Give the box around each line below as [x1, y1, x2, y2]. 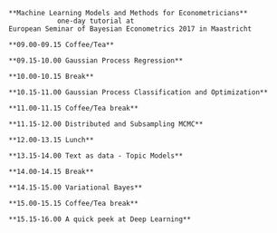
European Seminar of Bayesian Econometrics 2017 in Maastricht [8, 24, 253, 34]
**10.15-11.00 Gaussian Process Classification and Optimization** [8, 88, 269, 97]
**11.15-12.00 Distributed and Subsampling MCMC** [8, 120, 204, 129]
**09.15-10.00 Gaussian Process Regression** [8, 56, 183, 65]
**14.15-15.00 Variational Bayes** [8, 183, 143, 192]
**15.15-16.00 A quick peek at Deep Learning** [8, 215, 192, 224]
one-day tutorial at [56, 16, 135, 25]
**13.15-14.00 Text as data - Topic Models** [8, 151, 183, 160]
